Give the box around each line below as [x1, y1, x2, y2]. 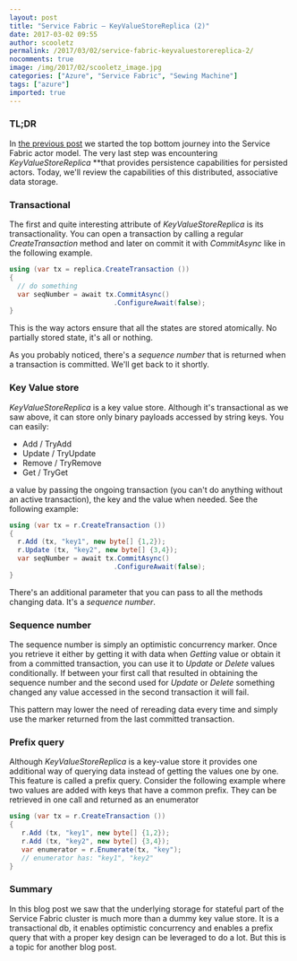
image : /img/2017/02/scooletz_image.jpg [9, 64, 163, 73]
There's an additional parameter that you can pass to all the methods [9, 586, 264, 597]
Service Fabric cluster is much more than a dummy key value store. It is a [9, 913, 279, 923]
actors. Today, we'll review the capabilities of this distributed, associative [9, 167, 279, 177]
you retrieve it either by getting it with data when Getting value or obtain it [9, 649, 281, 660]
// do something [17, 281, 78, 290]
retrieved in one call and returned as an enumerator [9, 794, 199, 805]
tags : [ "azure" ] [9, 80, 70, 89]
